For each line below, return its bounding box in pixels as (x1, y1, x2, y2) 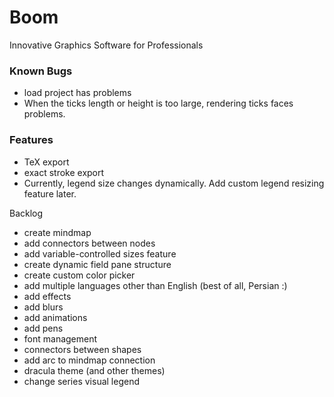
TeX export (23, 156, 70, 168)
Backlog (9, 207, 44, 219)
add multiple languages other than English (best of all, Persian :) (23, 279, 288, 291)
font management (23, 332, 98, 345)
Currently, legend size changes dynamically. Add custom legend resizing (23, 177, 325, 189)
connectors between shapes (23, 343, 142, 355)
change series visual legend (23, 375, 140, 387)
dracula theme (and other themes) (23, 364, 166, 376)
